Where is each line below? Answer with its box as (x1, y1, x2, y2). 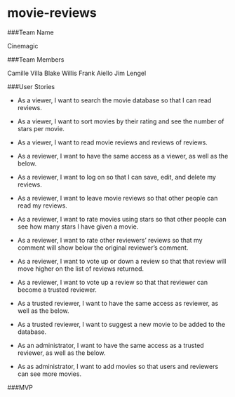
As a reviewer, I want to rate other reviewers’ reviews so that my (17, 236, 203, 244)
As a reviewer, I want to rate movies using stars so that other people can (17, 215, 227, 223)
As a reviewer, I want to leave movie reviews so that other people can (17, 194, 218, 202)
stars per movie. (17, 124, 65, 133)
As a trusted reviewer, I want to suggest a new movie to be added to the (17, 320, 226, 328)
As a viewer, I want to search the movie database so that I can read (17, 96, 212, 105)
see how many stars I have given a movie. (17, 222, 139, 231)
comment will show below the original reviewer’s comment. (17, 243, 189, 252)
